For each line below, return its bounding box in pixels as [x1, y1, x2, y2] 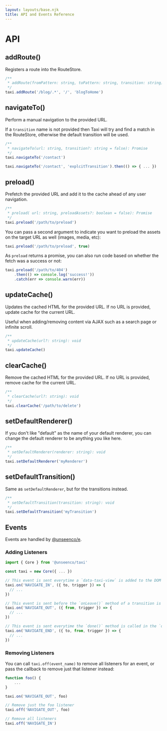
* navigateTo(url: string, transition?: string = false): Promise [7, 146, 148, 151]
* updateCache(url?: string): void [7, 338, 81, 343]
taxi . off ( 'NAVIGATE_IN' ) [5, 721, 57, 726]
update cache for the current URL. [5, 309, 76, 315]
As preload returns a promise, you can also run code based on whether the [5, 253, 159, 259]
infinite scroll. [5, 324, 33, 330]
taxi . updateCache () [5, 348, 46, 353]
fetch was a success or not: [5, 258, 62, 264]
